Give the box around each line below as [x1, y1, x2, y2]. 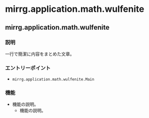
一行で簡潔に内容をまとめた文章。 [5, 51, 74, 57]
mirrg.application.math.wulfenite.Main [12, 77, 95, 82]
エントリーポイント [5, 64, 51, 71]
